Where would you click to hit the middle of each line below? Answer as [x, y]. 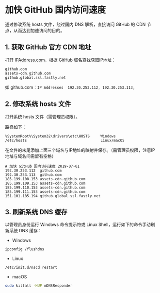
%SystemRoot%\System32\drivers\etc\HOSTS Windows [61, 136]
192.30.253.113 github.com [33, 175]
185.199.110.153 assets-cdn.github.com [45, 188]
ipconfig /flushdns [25, 249]
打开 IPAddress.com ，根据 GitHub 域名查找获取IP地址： [61, 60]
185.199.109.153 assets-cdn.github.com [45, 183]
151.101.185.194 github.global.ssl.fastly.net [53, 196]
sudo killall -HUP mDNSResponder [39, 286]
